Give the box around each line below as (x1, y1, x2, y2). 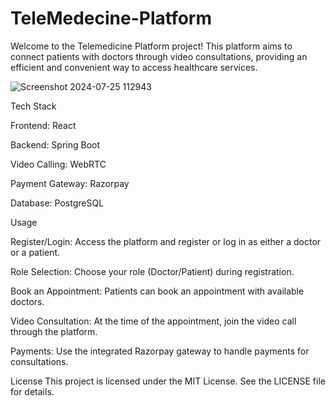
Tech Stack (10, 100, 57, 112)
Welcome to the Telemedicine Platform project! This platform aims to (10, 40, 293, 52)
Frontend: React (10, 119, 77, 131)
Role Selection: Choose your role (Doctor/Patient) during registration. (10, 265, 295, 277)
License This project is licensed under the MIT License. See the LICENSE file (10, 375, 326, 387)
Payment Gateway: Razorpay (10, 177, 130, 189)
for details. (10, 385, 55, 397)
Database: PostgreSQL (10, 197, 105, 209)
